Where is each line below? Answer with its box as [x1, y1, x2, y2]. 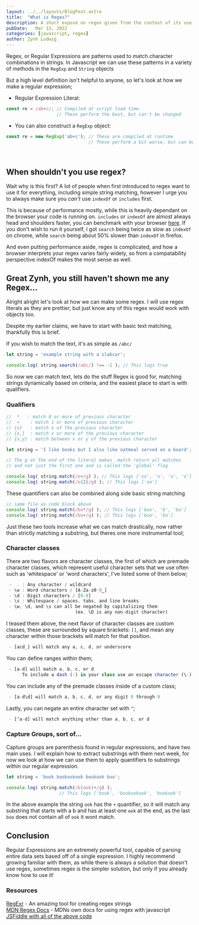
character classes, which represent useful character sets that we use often [6, 564, 189, 571]
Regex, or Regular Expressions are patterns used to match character [6, 53, 173, 59]
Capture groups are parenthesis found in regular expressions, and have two [6, 744, 191, 751]
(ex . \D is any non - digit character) [75, 609, 168, 615]
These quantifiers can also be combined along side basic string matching [6, 490, 185, 497]
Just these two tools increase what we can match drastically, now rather [6, 523, 183, 530]
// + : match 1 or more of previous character [6, 419, 134, 426]
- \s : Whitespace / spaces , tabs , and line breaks [8, 598, 139, 604]
